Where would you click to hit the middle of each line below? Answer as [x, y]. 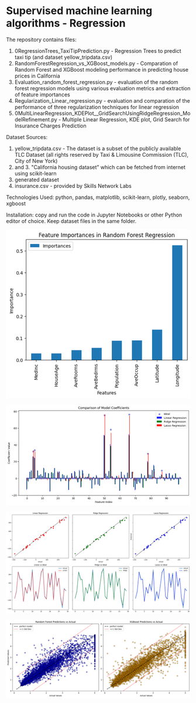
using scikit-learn [35, 173]
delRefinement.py [36, 119]
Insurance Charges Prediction [50, 126]
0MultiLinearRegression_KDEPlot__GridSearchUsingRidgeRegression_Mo [102, 113]
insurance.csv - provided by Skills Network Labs [73, 185]
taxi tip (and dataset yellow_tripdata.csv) [63, 57]
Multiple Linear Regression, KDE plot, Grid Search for [126, 119]
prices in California [37, 76]
